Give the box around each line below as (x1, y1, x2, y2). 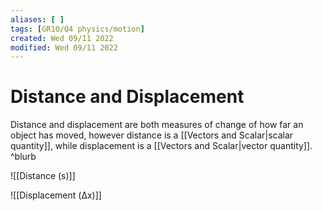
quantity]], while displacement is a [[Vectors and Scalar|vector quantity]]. (10, 140, 313, 152)
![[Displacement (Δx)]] (10, 189, 102, 201)
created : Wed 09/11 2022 (10, 33, 114, 43)
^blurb (10, 151, 37, 163)
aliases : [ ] (10, 14, 65, 25)
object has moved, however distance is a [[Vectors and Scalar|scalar (10, 129, 294, 141)
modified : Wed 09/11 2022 (10, 42, 118, 53)
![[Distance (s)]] (10, 170, 76, 182)
